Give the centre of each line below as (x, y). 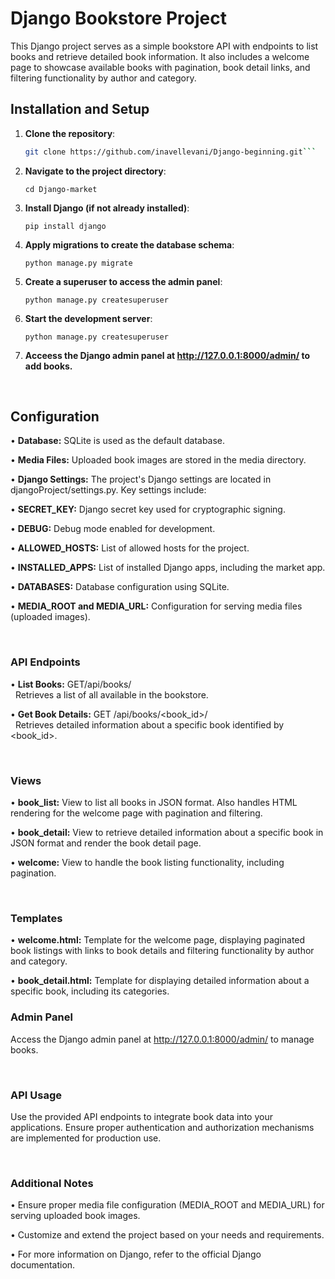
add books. (48, 366)
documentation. (43, 1265)
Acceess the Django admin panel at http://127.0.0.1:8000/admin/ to (167, 355)
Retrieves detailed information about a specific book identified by (149, 724)
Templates (36, 918)
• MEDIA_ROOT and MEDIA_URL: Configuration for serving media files (156, 606)
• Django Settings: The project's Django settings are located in (141, 479)
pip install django (65, 226)
